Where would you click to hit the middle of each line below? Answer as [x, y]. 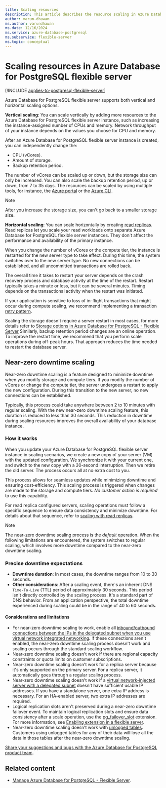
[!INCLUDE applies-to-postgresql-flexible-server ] [56, 90]
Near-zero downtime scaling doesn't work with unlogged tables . [78, 728]
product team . [20, 753]
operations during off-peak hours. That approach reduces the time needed [81, 342]
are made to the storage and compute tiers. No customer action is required [81, 490]
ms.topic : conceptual [27, 42]
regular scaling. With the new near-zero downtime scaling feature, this [77, 410]
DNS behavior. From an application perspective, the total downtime [81, 600]
